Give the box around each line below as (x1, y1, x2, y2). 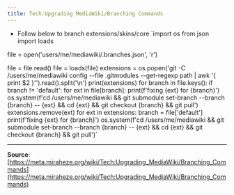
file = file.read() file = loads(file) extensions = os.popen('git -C (7, 63, 186, 72)
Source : (7, 150, 31, 159)
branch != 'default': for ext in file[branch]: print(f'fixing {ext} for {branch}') (7, 86, 220, 94)
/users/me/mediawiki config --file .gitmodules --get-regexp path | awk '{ (7, 71, 217, 79)
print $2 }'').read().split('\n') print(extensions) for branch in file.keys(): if (7, 78, 213, 87)
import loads (17, 36, 54, 45)
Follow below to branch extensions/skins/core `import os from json (17, 29, 210, 38)
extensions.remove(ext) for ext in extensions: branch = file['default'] (7, 108, 203, 116)
